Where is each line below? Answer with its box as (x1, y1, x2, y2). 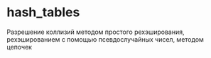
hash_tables (6, 4, 80, 21)
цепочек (6, 42, 33, 51)
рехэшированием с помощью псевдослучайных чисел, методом (6, 35, 204, 43)
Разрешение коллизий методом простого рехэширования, (6, 28, 185, 36)
